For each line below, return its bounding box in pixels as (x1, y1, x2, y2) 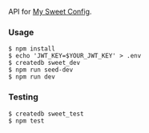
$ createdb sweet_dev (8, 59, 81, 67)
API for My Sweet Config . (8, 7, 92, 16)
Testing (8, 91, 38, 103)
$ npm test (8, 116, 45, 125)
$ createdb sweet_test (8, 110, 84, 118)
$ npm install (8, 45, 56, 53)
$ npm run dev (8, 73, 56, 81)
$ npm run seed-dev (8, 66, 74, 75)
